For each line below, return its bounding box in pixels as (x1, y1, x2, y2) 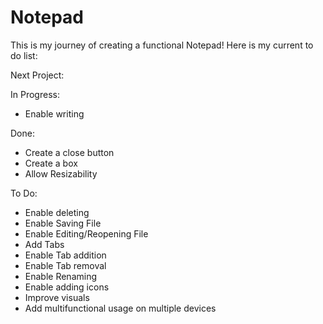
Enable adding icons (24, 281, 110, 293)
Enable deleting (24, 206, 90, 218)
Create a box (24, 157, 78, 169)
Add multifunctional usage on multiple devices (24, 302, 217, 314)
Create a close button (24, 146, 115, 158)
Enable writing (24, 107, 85, 120)
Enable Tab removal (24, 259, 107, 271)
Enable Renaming (24, 270, 98, 282)
